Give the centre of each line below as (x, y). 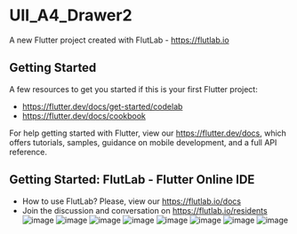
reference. (28, 152)
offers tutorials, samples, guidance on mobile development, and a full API (143, 142)
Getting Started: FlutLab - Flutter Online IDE (132, 179)
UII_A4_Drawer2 (71, 16)
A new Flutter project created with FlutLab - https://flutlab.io (119, 40)
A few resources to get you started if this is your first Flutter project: (133, 89)
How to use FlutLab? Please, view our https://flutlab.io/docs (132, 201)
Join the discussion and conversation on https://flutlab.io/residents (145, 210)
